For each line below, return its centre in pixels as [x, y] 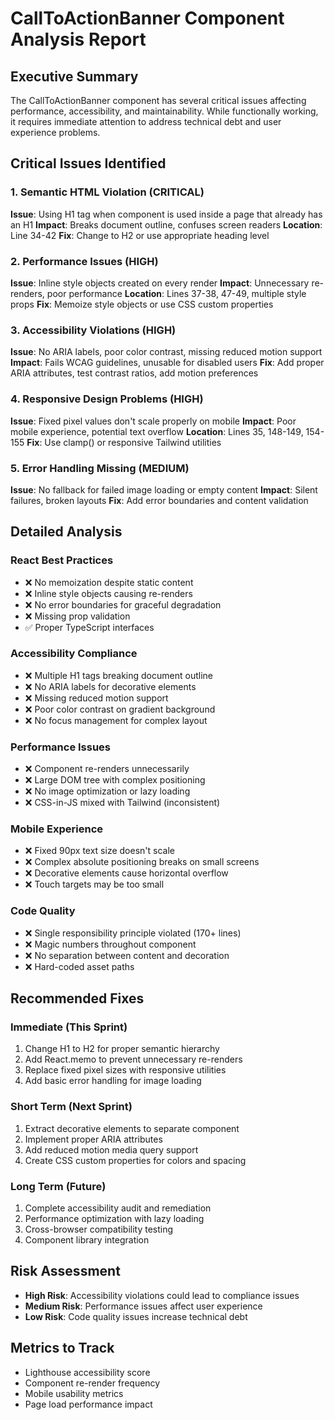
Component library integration [87, 1240]
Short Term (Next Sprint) [71, 1107]
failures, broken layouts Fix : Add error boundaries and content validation [159, 500]
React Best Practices [62, 560]
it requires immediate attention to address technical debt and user [146, 121]
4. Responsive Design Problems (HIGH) [107, 399]
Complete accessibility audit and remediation [118, 1208]
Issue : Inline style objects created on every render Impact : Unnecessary [160, 283]
